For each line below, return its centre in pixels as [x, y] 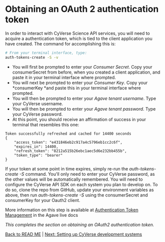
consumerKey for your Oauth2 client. [43, 200]
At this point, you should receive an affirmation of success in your [79, 119]
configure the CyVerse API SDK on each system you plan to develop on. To [82, 184]
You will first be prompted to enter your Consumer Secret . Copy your [82, 67]
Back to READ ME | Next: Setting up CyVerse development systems [74, 234]
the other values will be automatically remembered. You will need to [74, 179]
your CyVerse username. [38, 103]
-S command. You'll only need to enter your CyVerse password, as [87, 174]
